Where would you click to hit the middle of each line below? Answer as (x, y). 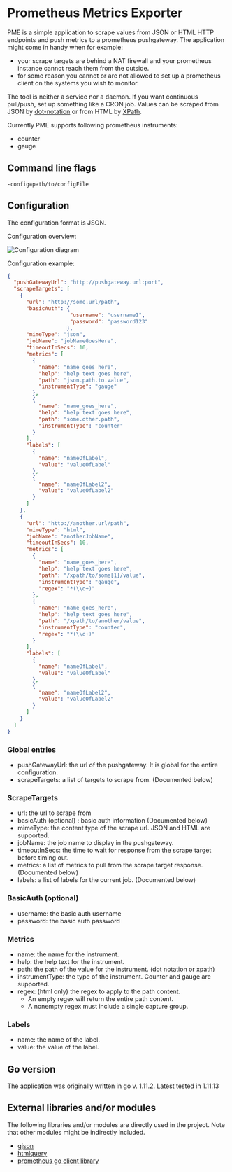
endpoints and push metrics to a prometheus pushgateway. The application (116, 39)
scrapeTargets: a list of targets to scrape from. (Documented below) (115, 779)
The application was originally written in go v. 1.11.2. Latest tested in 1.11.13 (113, 1086)
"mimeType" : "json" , (56, 335)
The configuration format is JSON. (57, 223)
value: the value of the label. (58, 1047)
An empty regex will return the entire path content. (100, 998)
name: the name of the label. (58, 1040)
